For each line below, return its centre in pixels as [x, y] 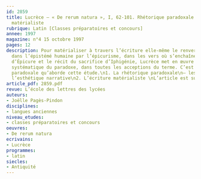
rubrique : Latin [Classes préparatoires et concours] [75, 28]
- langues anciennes [32, 112]
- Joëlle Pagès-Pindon [34, 100]
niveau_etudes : [25, 117]
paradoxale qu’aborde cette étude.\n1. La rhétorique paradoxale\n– [99, 73]
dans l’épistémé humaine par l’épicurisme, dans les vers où [89, 56]
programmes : [21, 150]
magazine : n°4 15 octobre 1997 [45, 39]
